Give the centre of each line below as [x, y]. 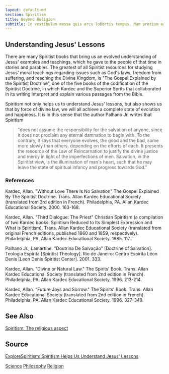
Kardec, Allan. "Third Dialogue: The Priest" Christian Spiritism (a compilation [84, 217]
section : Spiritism [26, 15]
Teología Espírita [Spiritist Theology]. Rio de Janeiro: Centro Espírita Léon [81, 254]
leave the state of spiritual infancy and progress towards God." [82, 168]
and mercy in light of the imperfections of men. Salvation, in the [83, 156]
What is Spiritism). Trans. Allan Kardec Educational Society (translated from [83, 228]
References [20, 180]
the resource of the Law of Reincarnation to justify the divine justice [88, 151]
